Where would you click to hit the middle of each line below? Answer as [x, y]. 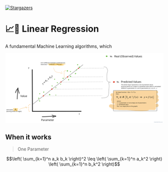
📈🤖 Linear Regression [52, 29]
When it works [28, 137]
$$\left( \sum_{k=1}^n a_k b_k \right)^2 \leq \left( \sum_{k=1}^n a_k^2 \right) [84, 159]
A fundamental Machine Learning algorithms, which [58, 46]
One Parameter [33, 149]
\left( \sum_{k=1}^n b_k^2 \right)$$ [84, 164]
